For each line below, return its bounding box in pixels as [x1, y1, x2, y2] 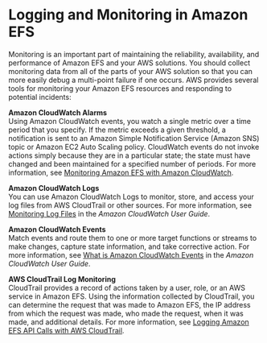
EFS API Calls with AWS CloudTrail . [8, 325, 125, 335]
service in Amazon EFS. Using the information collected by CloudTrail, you [8, 291, 255, 301]
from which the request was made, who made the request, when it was [8, 308, 244, 318]
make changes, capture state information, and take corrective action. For [8, 242, 250, 251]
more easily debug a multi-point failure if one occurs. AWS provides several [8, 75, 259, 85]
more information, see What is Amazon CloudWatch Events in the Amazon [8, 250, 254, 259]
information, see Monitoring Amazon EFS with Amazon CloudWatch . [8, 167, 234, 177]
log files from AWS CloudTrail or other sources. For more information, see [8, 200, 252, 210]
